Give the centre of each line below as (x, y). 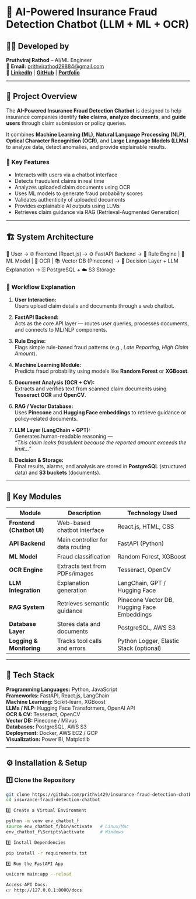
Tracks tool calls (80, 641)
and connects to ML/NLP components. (61, 330)
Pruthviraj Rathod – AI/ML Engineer (49, 60)
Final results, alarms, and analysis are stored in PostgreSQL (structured (100, 466)
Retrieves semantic (83, 604)
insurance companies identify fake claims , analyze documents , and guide (96, 117)
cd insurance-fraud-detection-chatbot (53, 800)
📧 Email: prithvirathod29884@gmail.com (55, 66)
